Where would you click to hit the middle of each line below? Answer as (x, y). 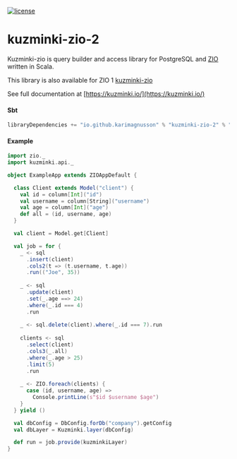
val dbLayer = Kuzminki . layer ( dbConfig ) (74, 430)
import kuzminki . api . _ (41, 162)
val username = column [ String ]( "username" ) (85, 201)
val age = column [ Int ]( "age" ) (65, 208)
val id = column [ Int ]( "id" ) (61, 194)
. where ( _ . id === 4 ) (54, 305)
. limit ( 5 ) (40, 364)
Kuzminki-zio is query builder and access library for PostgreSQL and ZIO (113, 59)
